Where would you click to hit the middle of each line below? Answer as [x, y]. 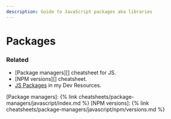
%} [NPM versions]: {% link [116, 103]
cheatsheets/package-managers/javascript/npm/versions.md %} [85, 109]
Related [18, 59]
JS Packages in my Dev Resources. [58, 85]
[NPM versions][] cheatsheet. [51, 79]
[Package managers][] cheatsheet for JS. [65, 73]
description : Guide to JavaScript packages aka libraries [79, 12]
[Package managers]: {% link [42, 97]
